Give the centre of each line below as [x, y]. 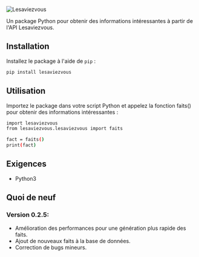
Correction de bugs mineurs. [51, 247]
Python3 [25, 178]
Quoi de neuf [31, 197]
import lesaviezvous [32, 123]
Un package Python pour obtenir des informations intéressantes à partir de [100, 21]
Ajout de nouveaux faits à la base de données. [73, 241]
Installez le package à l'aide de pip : [51, 61]
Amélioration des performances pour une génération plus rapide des [100, 228]
